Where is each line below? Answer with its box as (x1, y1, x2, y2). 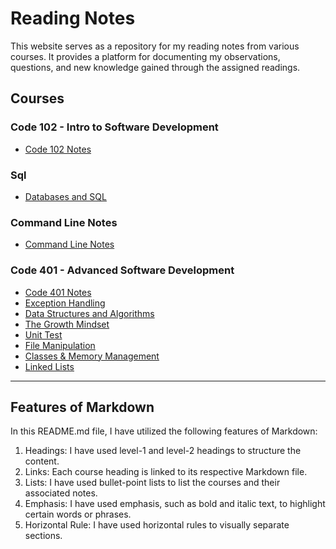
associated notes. (24, 487, 98, 499)
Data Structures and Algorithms (24, 307, 155, 319)
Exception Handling (24, 297, 106, 309)
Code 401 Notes (24, 286, 92, 298)
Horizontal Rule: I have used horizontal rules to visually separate (24, 519, 290, 531)
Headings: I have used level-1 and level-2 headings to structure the (24, 445, 302, 457)
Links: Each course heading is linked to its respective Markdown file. (24, 466, 308, 478)
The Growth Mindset (24, 318, 110, 330)
